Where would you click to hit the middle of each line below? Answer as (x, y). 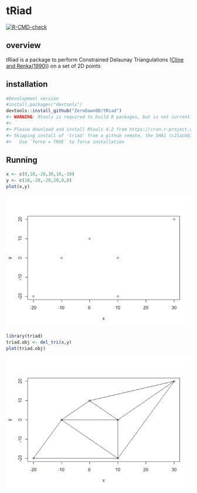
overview (23, 45)
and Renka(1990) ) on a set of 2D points (53, 66)
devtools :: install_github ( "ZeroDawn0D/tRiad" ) (64, 111)
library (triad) (25, 336)
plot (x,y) (18, 187)
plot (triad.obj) (26, 348)
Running (22, 160)
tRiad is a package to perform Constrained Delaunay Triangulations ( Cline (95, 59)
